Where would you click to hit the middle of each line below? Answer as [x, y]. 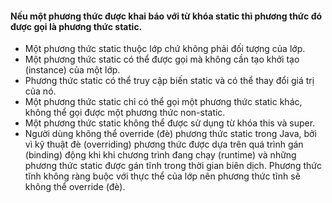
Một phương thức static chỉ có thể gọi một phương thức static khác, [163, 102]
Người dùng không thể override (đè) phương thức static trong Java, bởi [170, 134]
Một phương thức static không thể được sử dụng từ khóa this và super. [170, 123]
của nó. [40, 91]
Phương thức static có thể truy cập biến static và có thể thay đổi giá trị [169, 81]
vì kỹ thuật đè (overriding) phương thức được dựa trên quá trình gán [164, 144]
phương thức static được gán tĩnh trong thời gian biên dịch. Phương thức [173, 166]
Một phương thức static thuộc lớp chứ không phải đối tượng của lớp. [165, 49]
